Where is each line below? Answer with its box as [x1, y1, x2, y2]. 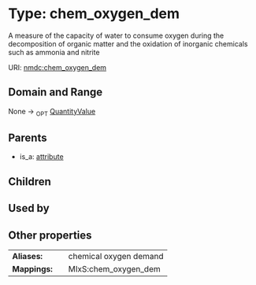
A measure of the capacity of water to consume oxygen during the [8, 31, 224, 40]
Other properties [8, 228, 92, 242]
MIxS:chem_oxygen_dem [68, 263, 161, 274]
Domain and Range [8, 86, 103, 99]
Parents [8, 131, 47, 144]
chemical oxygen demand [68, 250, 164, 261]
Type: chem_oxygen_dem [8, 5, 180, 23]
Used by [8, 202, 50, 215]
